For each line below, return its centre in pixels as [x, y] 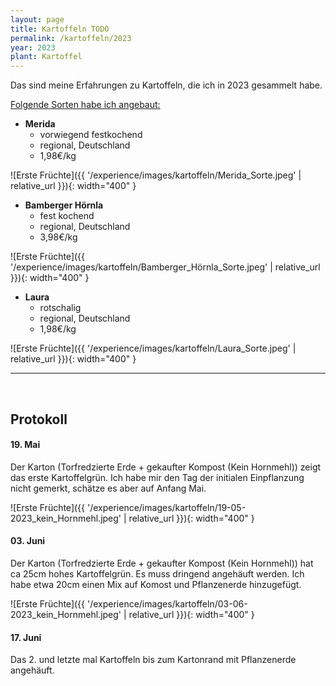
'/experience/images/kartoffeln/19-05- [166, 507]
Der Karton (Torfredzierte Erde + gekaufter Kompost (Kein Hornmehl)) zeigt [166, 467]
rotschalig [60, 308]
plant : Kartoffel [46, 57]
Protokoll [39, 419]
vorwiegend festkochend [91, 135]
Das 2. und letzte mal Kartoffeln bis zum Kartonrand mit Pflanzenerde [153, 660]
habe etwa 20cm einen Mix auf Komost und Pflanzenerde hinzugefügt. [156, 584]
